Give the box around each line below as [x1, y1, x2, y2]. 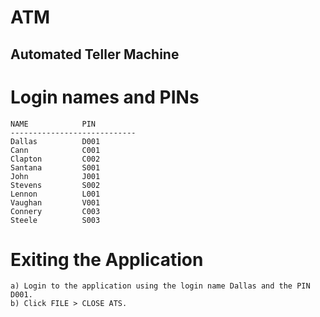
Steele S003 [10, 215, 101, 225]
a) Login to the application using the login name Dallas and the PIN [10, 281, 311, 291]
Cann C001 [10, 145, 101, 155]
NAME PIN [10, 119, 97, 129]
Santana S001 [10, 162, 101, 173]
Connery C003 [10, 206, 101, 216]
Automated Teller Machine [10, 46, 180, 63]
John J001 [10, 171, 101, 181]
